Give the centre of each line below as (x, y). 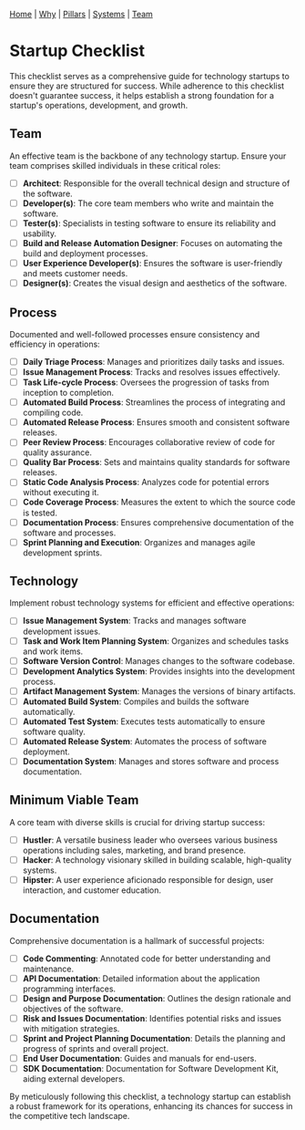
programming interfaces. (69, 989)
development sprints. (62, 553)
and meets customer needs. (75, 274)
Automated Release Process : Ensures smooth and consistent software (156, 422)
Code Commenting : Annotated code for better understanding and (147, 959)
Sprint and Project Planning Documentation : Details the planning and (154, 1039)
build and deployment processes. (85, 254)
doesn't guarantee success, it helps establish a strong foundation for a (142, 95)
